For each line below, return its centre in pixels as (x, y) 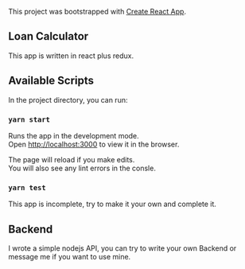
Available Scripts (51, 81)
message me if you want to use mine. (70, 257)
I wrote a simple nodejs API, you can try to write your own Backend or (122, 248)
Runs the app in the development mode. (74, 135)
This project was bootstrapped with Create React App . (97, 12)
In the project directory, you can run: (68, 99)
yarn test (27, 187)
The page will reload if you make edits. (72, 159)
